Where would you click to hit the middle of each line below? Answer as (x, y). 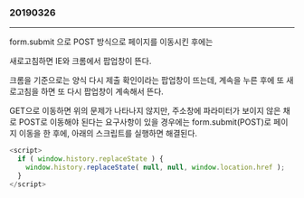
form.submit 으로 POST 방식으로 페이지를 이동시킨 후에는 (111, 42)
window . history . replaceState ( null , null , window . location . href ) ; (155, 168)
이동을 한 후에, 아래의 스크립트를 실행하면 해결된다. (108, 134)
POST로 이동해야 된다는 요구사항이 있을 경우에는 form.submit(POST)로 (145, 122)
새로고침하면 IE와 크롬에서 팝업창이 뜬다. (81, 61)
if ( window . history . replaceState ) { (91, 159)
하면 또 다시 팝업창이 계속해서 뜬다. (102, 91)
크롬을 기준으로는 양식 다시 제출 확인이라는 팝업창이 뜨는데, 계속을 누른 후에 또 (147, 80)
